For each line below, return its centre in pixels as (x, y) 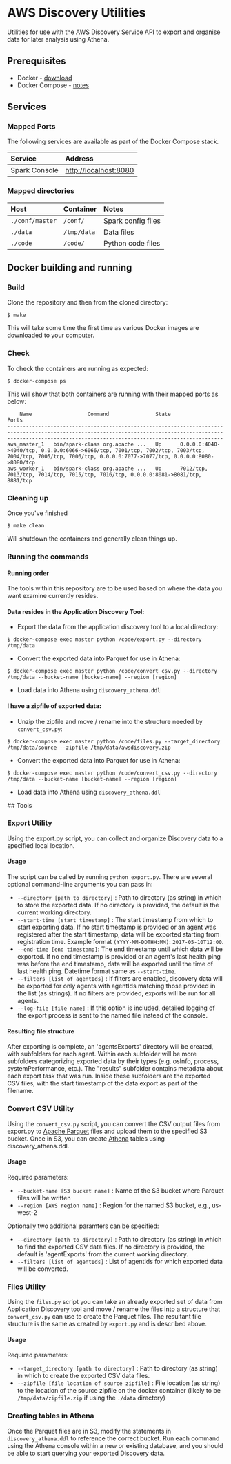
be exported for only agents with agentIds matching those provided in (116, 986)
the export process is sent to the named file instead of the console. (112, 1015)
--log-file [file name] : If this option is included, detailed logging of (116, 1008)
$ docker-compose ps (37, 381)
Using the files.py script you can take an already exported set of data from (115, 1302)
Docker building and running (70, 268)
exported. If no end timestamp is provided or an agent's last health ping (119, 957)
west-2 (27, 1212)
